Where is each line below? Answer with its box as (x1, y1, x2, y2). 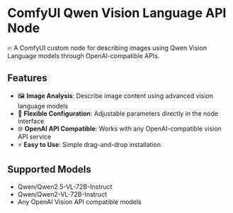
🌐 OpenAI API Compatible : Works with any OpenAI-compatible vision (17, 124, 222, 133)
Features (7, 72, 47, 84)
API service (17, 132, 52, 141)
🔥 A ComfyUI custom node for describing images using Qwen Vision (7, 43, 208, 52)
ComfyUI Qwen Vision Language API (7, 5, 227, 21)
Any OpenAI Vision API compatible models (17, 197, 142, 206)
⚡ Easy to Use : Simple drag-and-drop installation (17, 140, 161, 148)
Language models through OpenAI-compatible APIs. (7, 51, 160, 60)
